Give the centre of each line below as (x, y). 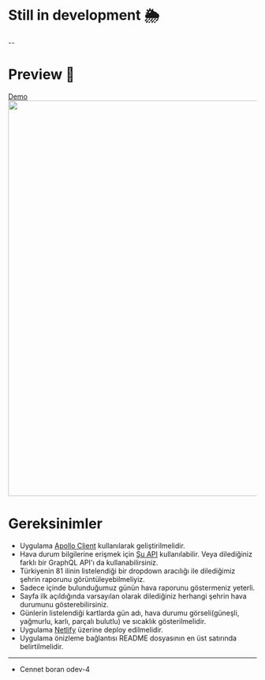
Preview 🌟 (41, 75)
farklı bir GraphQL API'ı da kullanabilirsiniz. (89, 562)
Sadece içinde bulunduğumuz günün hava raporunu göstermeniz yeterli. (137, 587)
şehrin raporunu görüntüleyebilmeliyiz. (82, 579)
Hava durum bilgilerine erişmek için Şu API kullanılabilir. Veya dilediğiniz (136, 553)
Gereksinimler (55, 524)
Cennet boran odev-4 (55, 669)
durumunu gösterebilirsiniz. (64, 604)
